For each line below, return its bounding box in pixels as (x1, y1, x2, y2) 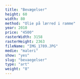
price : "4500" (5, 30, 34, 35)
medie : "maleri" (5, 48, 38, 53)
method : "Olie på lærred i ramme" (5, 21, 76, 26)
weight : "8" (5, 67, 29, 72)
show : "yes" (5, 53, 29, 58)
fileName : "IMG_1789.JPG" (5, 44, 58, 49)
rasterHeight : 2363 (5, 39, 45, 44)
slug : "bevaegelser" (5, 57, 48, 62)
